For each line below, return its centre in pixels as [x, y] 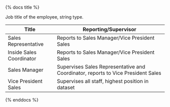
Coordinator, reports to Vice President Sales [109, 73]
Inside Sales [22, 52]
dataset [66, 87]
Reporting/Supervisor [110, 29]
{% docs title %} [22, 7]
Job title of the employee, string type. [44, 17]
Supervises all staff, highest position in [103, 81]
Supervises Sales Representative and [101, 67]
